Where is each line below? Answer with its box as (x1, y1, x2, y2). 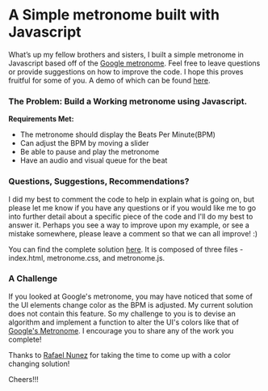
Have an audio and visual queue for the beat (19, 155, 168, 165)
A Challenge (8, 273, 58, 284)
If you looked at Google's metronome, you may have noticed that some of (8, 291, 253, 301)
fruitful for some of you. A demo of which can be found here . (8, 75, 211, 85)
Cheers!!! (8, 374, 39, 384)
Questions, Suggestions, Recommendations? (8, 176, 190, 187)
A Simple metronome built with (8, 6, 220, 24)
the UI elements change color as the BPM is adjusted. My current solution (8, 300, 253, 309)
